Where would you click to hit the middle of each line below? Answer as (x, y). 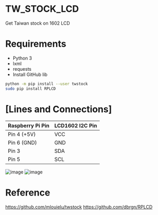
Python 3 (22, 58)
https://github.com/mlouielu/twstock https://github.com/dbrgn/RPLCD (79, 207)
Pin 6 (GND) (22, 143)
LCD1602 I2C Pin (76, 125)
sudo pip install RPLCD (31, 89)
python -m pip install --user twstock (47, 84)
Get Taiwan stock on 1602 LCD (38, 23)
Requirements (36, 44)
